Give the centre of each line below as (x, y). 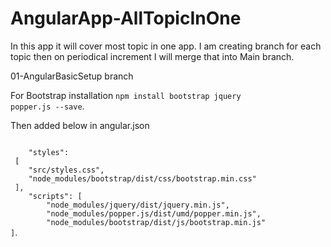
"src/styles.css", (66, 170)
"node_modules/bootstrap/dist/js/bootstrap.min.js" (156, 222)
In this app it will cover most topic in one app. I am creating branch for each (166, 46)
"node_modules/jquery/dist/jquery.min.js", (138, 205)
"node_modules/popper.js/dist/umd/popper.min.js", (154, 213)
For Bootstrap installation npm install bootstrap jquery (126, 95)
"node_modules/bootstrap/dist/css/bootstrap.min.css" (142, 178)
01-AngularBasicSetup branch (72, 76)
